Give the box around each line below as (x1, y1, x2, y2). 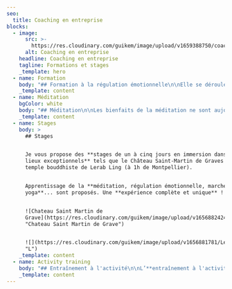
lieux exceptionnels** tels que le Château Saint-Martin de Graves (24, 157, 224, 165)
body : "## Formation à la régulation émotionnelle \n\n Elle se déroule (19, 81, 227, 88)
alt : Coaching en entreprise (24, 49, 109, 56)
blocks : (6, 23, 29, 30)
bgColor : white (19, 100, 63, 107)
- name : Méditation (12, 94, 69, 101)
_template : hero (19, 68, 66, 75)
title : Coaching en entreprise (12, 17, 103, 24)
